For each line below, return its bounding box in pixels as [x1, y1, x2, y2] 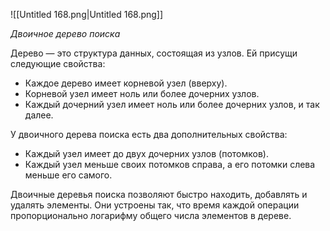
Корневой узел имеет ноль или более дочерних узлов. [24, 88, 260, 99]
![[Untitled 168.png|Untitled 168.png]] [10, 9, 164, 20]
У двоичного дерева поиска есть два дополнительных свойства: [10, 129, 288, 140]
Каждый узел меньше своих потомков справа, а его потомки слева [24, 159, 316, 170]
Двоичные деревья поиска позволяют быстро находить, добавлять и [10, 189, 308, 200]
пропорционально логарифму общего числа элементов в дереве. [10, 210, 292, 221]
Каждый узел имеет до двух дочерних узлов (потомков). [24, 148, 269, 159]
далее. [24, 109, 54, 121]
